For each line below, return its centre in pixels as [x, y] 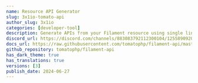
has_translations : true [35, 60]
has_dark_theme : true [33, 55]
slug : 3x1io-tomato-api [35, 17]
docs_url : [18, 44]
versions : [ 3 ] [24, 66]
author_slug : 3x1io [30, 22]
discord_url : [22, 39]
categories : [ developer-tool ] [43, 28]
